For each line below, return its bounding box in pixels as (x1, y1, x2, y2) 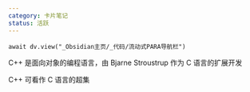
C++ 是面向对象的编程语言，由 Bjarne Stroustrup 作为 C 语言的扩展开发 (8, 58, 243, 67)
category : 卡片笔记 (8, 11, 69, 20)
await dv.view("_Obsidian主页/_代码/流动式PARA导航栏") (8, 42, 186, 50)
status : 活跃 (8, 19, 50, 27)
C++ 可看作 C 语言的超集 (8, 74, 90, 84)
